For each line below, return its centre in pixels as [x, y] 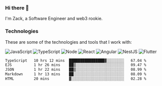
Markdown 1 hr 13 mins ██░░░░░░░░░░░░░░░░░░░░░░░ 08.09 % [76, 74]
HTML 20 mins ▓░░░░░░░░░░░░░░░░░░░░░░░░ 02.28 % [76, 79]
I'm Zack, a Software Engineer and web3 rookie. [54, 19]
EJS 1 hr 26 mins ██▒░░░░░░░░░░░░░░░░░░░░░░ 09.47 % [76, 65]
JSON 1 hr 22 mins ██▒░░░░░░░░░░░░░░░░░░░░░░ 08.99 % [76, 70]
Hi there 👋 [17, 8]
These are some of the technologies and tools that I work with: [68, 42]
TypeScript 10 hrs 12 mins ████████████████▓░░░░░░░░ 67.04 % [76, 60]
